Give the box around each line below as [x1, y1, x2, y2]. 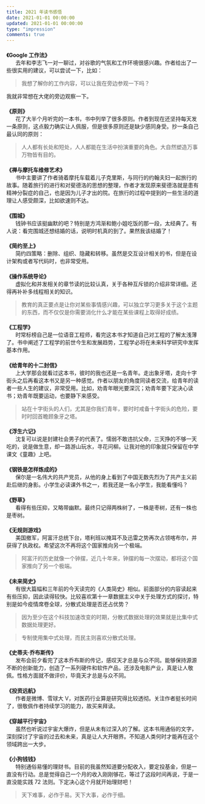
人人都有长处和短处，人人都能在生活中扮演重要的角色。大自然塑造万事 [21, 143, 198, 151]
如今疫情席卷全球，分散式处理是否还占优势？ [16, 600, 129, 607]
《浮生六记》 [6, 428, 38, 435]
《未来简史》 [6, 578, 38, 585]
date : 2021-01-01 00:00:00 [6, 15, 75, 21]
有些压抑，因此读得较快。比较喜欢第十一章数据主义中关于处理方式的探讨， [6, 593, 193, 600]
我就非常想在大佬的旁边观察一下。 [6, 92, 92, 100]
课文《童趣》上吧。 [6, 451, 55, 458]
